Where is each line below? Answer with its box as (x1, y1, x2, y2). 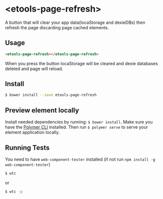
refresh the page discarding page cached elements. (5, 24, 109, 30)
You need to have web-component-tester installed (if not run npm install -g (5, 156, 156, 162)
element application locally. (5, 129, 60, 135)
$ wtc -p (5, 189, 23, 194)
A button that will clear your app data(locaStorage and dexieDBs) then (5, 19, 145, 25)
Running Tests (5, 144, 50, 152)
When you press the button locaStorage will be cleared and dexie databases (5, 60, 158, 66)
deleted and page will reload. (5, 66, 63, 72)
